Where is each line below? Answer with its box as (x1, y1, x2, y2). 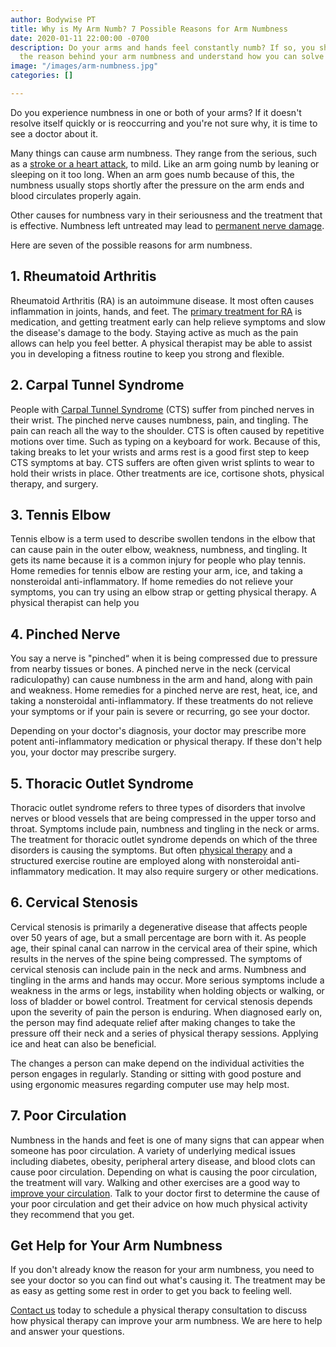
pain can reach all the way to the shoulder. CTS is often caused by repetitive (10, 424, 325, 436)
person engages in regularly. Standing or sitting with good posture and (10, 1067, 302, 1080)
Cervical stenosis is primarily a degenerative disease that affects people (10, 921, 308, 933)
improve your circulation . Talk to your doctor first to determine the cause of (10, 1187, 320, 1199)
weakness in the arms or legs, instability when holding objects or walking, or (10, 984, 325, 996)
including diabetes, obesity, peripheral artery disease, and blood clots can (10, 1155, 316, 1167)
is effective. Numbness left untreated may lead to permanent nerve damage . (10, 219, 325, 231)
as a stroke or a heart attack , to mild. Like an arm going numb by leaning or (10, 157, 320, 170)
